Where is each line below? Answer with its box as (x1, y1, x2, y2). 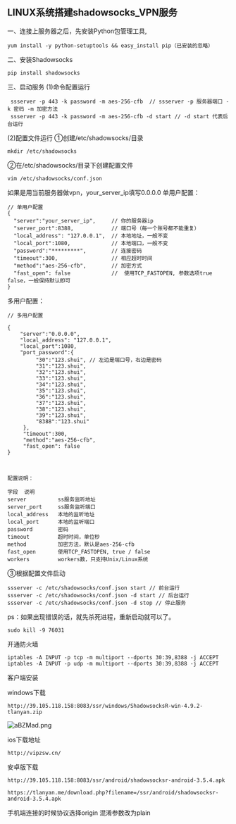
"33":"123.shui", (35, 375, 87, 382)
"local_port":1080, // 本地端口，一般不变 (13, 239, 168, 246)
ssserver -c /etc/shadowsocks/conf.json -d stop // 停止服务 (7, 599, 187, 606)
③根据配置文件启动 (7, 569, 66, 578)
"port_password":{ (20, 349, 74, 356)
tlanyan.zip (7, 708, 42, 716)
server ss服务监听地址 (7, 496, 97, 503)
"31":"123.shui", (35, 362, 87, 370)
